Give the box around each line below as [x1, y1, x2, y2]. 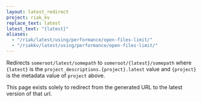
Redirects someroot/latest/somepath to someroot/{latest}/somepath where [6, 59, 192, 66]
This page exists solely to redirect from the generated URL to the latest [6, 83, 183, 91]
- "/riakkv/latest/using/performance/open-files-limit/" [11, 43, 158, 49]
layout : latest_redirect [6, 8, 69, 15]
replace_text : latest [6, 20, 61, 26]
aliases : [6, 31, 28, 37]
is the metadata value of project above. [6, 72, 105, 79]
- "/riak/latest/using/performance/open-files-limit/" [11, 37, 153, 43]
